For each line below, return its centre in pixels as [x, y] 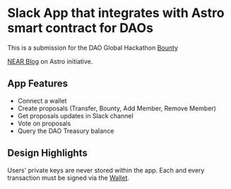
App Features [38, 84]
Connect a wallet [42, 101]
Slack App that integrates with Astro [116, 13]
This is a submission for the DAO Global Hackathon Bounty [93, 47]
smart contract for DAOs [81, 28]
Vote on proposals [44, 123]
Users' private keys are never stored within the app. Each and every [106, 170]
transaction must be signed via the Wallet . [68, 178]
